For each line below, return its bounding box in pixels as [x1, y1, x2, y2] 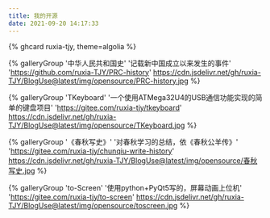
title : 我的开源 [8, 11, 58, 20]
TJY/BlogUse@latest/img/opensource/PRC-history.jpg [8, 76, 189, 86]
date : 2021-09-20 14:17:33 [8, 19, 99, 27]
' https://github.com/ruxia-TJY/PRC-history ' [8, 67, 152, 77]
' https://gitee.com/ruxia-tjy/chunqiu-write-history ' [8, 146, 175, 156]
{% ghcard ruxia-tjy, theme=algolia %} [8, 41, 137, 51]
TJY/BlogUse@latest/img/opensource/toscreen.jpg [8, 200, 178, 210]
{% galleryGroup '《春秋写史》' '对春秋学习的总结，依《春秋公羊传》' [8, 136, 239, 146]
